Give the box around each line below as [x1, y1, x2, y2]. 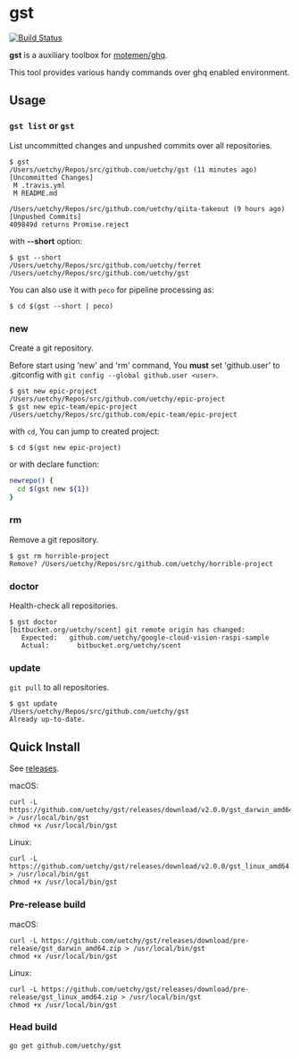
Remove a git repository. [9, 534, 99, 545]
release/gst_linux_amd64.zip [9, 992, 118, 1002]
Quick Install [9, 739, 80, 754]
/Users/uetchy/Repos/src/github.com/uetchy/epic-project [9, 394, 226, 403]
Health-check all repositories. [9, 600, 119, 611]
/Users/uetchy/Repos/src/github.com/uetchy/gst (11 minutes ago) [9, 165, 257, 174]
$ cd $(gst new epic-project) [9, 443, 122, 452]
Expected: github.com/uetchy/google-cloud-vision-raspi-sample [21, 633, 270, 642]
